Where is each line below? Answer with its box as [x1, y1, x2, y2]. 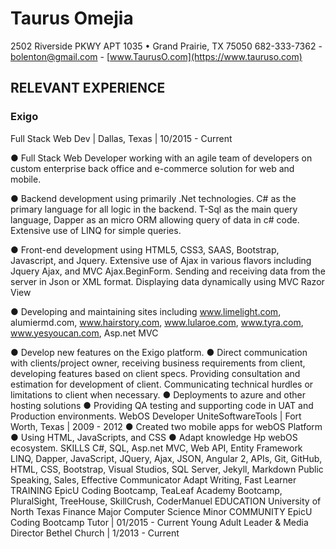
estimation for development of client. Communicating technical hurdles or [10, 378, 314, 390]
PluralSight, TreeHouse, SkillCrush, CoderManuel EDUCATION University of [10, 495, 322, 507]
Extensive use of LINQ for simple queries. [10, 224, 182, 236]
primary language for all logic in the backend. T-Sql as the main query [10, 203, 298, 215]
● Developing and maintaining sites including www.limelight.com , [10, 305, 282, 317]
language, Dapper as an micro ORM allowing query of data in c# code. [10, 213, 300, 226]
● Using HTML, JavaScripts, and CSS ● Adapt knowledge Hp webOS [10, 431, 298, 443]
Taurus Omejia [10, 7, 134, 30]
